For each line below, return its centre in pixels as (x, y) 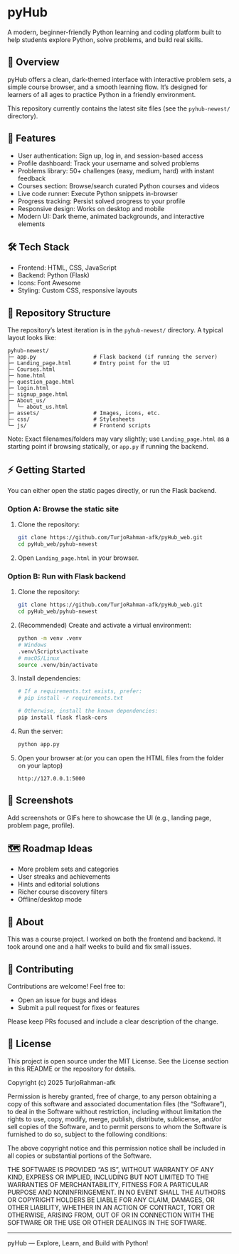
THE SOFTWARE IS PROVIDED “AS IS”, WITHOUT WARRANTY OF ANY (111, 1169)
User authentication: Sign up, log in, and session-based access (110, 156)
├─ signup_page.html (38, 394)
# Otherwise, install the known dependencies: (88, 711)
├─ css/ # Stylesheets (71, 419)
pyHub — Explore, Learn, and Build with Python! (78, 1243)
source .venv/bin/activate (58, 665)
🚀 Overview (33, 62)
